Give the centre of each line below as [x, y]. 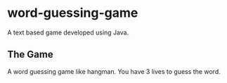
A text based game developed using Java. [68, 32]
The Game [31, 55]
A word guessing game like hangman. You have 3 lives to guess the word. [114, 71]
